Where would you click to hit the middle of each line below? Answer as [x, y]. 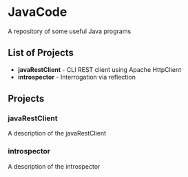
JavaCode [38, 12]
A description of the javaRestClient [57, 133]
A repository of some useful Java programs [70, 31]
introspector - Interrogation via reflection [77, 77]
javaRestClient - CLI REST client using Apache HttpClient [100, 69]
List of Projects [41, 53]
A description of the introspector [54, 166]
